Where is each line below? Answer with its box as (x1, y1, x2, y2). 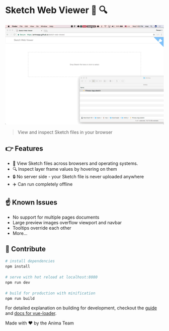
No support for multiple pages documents (12, 214, 100, 220)
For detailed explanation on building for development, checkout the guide (5, 305, 157, 311)
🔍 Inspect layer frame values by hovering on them (12, 166, 117, 172)
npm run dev (5, 280, 30, 285)
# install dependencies (5, 258, 55, 264)
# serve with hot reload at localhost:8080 (5, 275, 98, 280)
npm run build (5, 296, 35, 301)
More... (12, 230, 28, 236)
